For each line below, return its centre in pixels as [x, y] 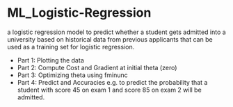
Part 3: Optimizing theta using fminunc [73, 75]
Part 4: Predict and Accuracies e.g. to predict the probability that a [112, 82]
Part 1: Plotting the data [51, 60]
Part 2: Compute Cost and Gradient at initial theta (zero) [97, 67]
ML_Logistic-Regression [79, 13]
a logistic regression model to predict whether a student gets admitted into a [116, 32]
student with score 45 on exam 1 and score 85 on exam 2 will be [109, 90]
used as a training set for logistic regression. [71, 47]
